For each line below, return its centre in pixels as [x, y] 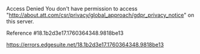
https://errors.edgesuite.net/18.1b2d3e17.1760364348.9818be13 [85, 45]
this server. [20, 21]
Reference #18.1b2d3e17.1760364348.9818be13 [65, 33]
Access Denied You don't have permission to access [72, 9]
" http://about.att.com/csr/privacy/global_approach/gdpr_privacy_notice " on [100, 15]
